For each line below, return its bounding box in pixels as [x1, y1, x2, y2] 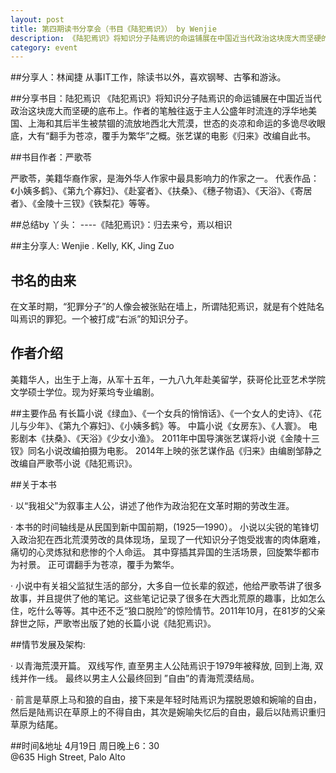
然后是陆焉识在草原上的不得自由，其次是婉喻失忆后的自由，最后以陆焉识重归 [10, 706, 326, 718]
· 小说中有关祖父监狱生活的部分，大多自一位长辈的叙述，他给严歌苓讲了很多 [10, 579, 322, 591]
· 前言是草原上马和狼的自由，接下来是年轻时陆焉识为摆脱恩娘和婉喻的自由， [10, 693, 322, 705]
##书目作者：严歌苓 [10, 151, 92, 163]
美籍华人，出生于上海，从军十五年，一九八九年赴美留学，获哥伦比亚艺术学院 [10, 373, 326, 385]
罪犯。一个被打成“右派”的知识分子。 [44, 313, 194, 325]
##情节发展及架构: [10, 638, 86, 650]
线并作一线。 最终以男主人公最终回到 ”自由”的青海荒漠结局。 [10, 672, 260, 684]
